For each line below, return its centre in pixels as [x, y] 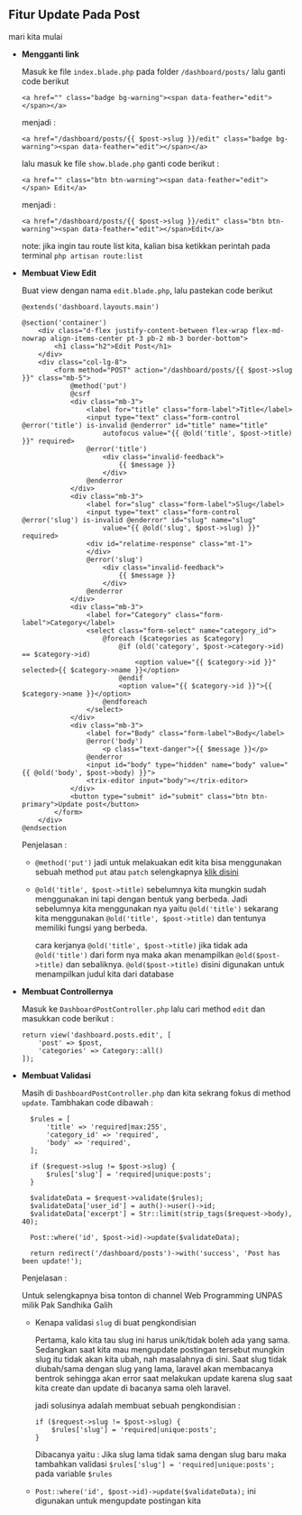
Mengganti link [50, 54]
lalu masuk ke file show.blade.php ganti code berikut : [120, 163]
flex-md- [268, 330]
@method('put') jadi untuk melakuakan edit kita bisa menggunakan [158, 862]
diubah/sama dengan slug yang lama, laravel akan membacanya [154, 1368]
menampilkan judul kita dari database [105, 974]
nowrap [34, 338]
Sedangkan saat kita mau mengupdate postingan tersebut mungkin [160, 1349]
